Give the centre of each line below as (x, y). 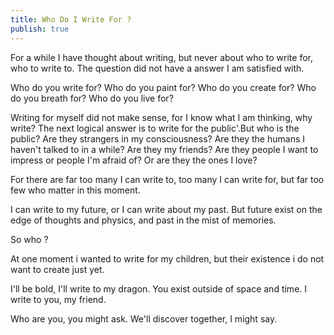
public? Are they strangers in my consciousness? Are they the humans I (157, 138)
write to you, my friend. (58, 299)
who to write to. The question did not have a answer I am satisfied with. (157, 68)
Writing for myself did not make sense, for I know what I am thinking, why (161, 117)
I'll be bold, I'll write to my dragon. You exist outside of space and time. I (159, 288)
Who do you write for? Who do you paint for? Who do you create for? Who (163, 87)
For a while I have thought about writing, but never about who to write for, (161, 57)
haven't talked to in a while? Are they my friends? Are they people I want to (164, 149)
